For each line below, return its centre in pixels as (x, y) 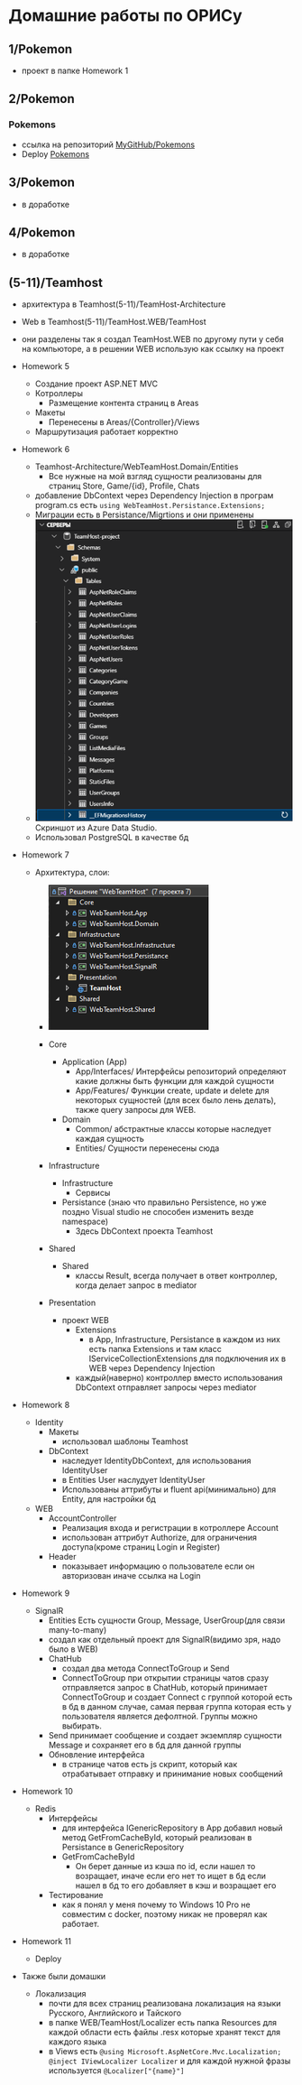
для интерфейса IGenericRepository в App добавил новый (172, 1828)
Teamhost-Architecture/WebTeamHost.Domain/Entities (137, 467)
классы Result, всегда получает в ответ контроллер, (176, 1275)
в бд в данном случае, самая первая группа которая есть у (177, 1706)
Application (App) (95, 1061)
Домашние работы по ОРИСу (125, 16)
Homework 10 (47, 1791)
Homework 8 (46, 1404)
